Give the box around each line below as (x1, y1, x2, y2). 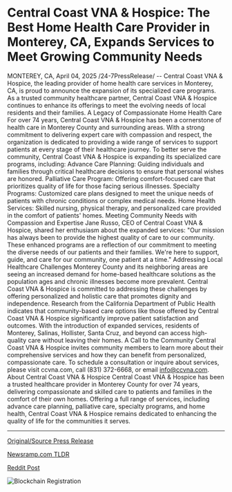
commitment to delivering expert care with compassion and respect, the (7, 130, 213, 139)
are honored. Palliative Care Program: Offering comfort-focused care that (7, 174, 215, 182)
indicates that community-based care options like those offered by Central (7, 306, 219, 315)
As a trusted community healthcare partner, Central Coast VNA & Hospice (7, 93, 217, 102)
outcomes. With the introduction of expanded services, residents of (7, 321, 200, 330)
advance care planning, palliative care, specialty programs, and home (7, 402, 206, 410)
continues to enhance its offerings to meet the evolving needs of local (7, 101, 206, 109)
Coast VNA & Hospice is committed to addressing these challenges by (7, 285, 207, 293)
